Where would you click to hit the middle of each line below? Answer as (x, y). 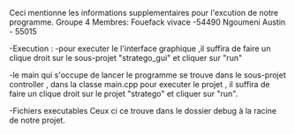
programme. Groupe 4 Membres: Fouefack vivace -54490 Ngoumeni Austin (147, 22)
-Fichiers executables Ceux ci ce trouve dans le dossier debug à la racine (143, 111)
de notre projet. (38, 120)
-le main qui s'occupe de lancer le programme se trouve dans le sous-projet (147, 75)
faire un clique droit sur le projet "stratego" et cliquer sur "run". (124, 93)
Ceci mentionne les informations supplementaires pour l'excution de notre (144, 13)
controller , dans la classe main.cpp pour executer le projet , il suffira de (140, 84)
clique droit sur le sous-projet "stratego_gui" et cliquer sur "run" (126, 58)
